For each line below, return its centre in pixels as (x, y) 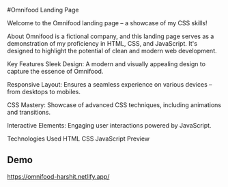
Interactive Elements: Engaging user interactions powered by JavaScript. (109, 125)
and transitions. (29, 112)
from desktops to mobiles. (44, 92)
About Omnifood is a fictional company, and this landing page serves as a (111, 36)
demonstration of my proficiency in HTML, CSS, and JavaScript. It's (102, 43)
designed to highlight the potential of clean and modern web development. (112, 51)
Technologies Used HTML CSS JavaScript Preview (79, 139)
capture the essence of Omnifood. (55, 71)
